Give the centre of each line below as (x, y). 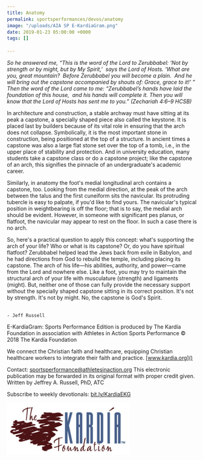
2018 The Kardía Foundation (42, 340)
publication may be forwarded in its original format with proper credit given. (101, 376)
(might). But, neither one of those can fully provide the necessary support (99, 285)
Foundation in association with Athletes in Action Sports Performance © (96, 333)
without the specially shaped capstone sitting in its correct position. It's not (100, 291)
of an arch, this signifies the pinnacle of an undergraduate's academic (94, 165)
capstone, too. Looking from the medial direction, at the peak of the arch (97, 189)
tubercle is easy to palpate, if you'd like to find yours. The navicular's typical (102, 202)
